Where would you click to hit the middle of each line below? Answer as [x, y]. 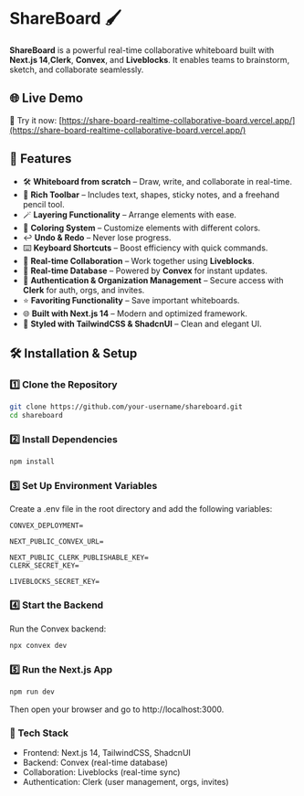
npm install [32, 462]
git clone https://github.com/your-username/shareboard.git [126, 407]
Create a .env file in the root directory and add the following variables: [141, 509]
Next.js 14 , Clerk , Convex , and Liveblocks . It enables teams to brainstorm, [150, 59]
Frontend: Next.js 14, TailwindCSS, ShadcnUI [107, 753]
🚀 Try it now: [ [36, 120]
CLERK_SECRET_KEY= [44, 566]
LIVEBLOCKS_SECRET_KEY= [55, 582]
